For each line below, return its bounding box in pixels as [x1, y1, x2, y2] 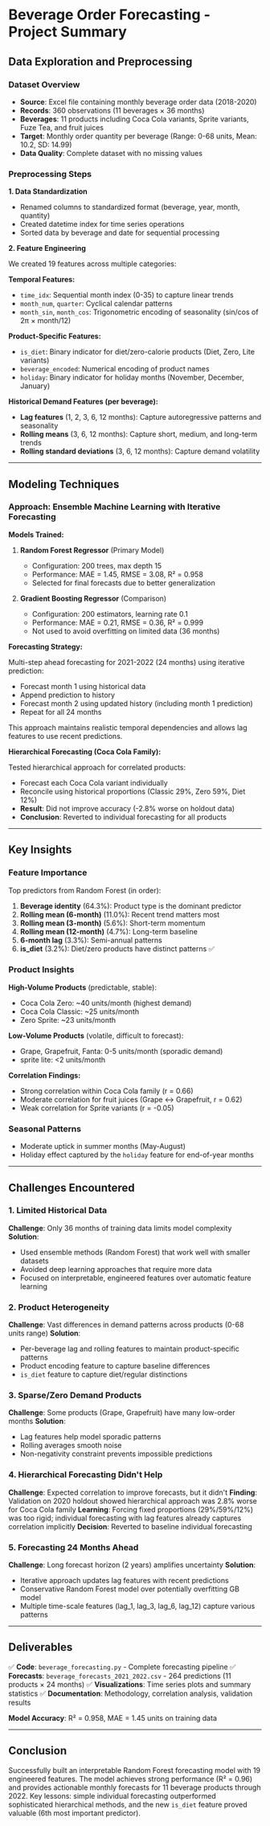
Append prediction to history [19, 690, 115, 700]
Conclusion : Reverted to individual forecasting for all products [19, 812, 227, 822]
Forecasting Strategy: [8, 642, 83, 651]
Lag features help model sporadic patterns [19, 1432, 162, 1442]
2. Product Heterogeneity [8, 1301, 110, 1312]
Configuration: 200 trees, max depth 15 [31, 560, 162, 570]
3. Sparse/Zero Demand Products [8, 1389, 142, 1401]
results [8, 1697, 31, 1707]
